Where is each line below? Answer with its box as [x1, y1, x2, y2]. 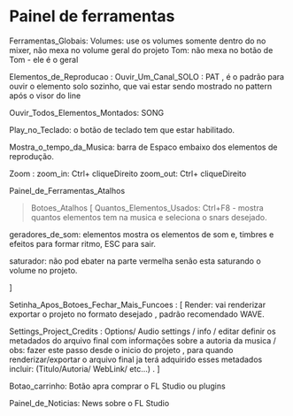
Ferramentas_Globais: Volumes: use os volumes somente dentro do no [9, 35, 266, 46]
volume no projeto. [9, 265, 78, 275]
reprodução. [9, 150, 55, 161]
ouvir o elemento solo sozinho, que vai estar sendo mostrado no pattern [9, 81, 273, 91]
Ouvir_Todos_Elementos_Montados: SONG [9, 107, 165, 118]
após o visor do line [9, 90, 81, 101]
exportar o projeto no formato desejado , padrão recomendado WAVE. [9, 308, 265, 320]
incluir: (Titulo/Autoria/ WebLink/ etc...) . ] [9, 363, 161, 374]
